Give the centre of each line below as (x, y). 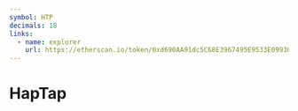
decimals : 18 (33, 26)
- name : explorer (49, 42)
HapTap (38, 94)
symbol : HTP (31, 17)
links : (21, 33)
